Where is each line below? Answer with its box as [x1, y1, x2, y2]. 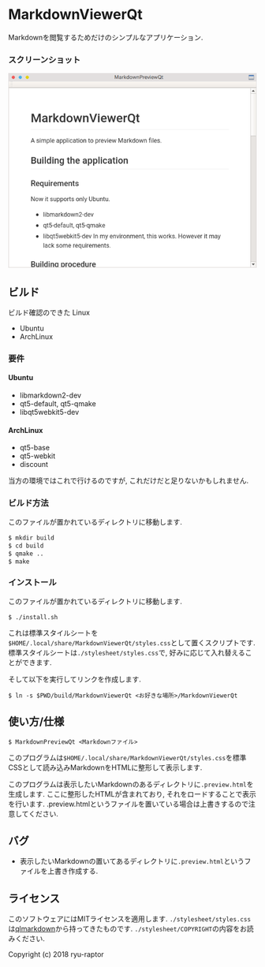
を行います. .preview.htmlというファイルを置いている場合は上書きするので [8, 799, 248, 808]
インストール [8, 577, 57, 588]
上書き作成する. [47, 866, 99, 876]
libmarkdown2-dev [19, 390, 81, 400]
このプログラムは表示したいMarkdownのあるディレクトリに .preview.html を [8, 779, 254, 789]
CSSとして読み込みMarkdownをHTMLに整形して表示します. [8, 763, 203, 772]
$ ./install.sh [8, 613, 58, 621]
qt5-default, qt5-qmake [19, 399, 96, 409]
